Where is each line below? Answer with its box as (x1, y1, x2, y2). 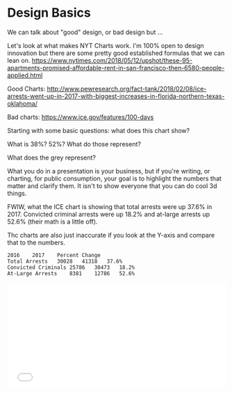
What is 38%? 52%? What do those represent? (7, 139, 141, 148)
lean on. (7, 56, 31, 64)
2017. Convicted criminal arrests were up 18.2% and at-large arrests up (7, 210, 210, 218)
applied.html (7, 71, 43, 79)
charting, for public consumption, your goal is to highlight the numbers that (7, 174, 222, 183)
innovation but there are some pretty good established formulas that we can (7, 49, 225, 57)
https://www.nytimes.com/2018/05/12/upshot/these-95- (31, 56, 193, 64)
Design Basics (7, 5, 92, 21)
